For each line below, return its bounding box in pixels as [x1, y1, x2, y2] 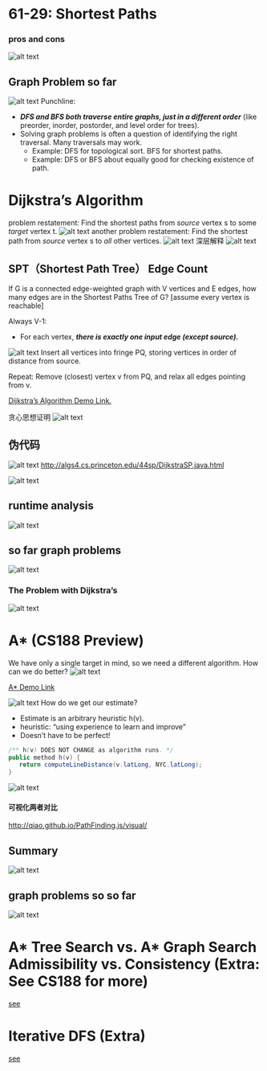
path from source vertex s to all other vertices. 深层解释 [8, 236, 225, 246]
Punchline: [40, 96, 76, 106]
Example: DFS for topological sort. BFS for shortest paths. [31, 146, 223, 156]
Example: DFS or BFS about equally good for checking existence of [31, 154, 254, 165]
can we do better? [8, 667, 68, 676]
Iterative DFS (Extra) [8, 1027, 146, 1045]
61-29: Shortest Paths [8, 5, 158, 23]
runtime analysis [8, 499, 94, 513]
